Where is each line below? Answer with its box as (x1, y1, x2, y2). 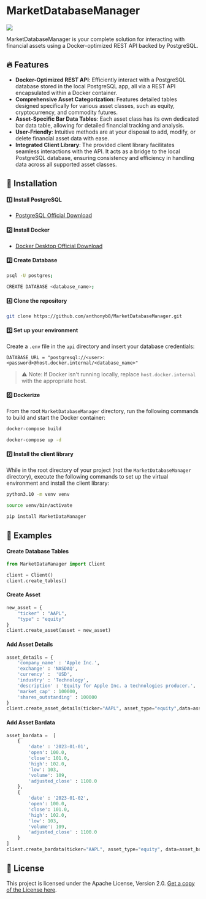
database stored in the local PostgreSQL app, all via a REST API (15, 82, 176, 89)
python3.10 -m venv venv (6, 491, 70, 497)
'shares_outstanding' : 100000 (17, 694, 97, 700)
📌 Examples (6, 530, 52, 541)
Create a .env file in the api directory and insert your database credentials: (6, 343, 195, 350)
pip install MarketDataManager (6, 513, 86, 520)
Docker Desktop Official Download (15, 242, 103, 249)
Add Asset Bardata (6, 718, 55, 726)
